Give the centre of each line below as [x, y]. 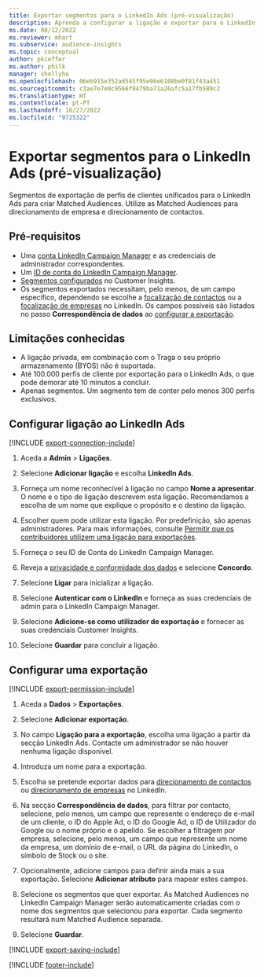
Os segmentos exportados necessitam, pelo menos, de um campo [128, 288]
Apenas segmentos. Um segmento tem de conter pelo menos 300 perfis [137, 391]
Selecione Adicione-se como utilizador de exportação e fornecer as [132, 622]
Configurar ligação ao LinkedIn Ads [97, 424]
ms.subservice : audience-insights [66, 45]
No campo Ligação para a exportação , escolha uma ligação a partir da [135, 735]
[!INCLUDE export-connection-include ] [72, 443]
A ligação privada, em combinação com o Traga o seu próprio [120, 358]
